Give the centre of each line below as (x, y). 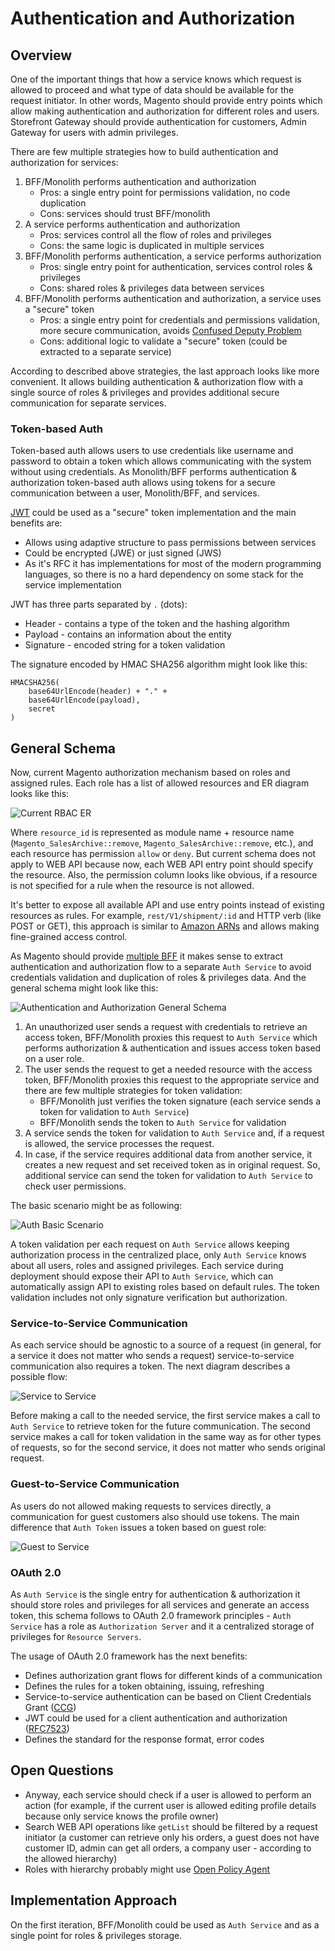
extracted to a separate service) (105, 351)
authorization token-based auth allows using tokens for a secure (143, 483)
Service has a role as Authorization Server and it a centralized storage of (162, 1626)
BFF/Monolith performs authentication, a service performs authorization (173, 256)
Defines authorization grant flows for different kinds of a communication (173, 1675)
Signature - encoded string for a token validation (125, 645)
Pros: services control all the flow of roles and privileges (155, 235)
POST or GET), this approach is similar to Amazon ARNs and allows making (165, 926)
